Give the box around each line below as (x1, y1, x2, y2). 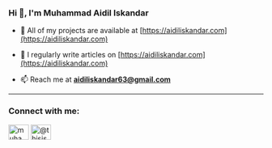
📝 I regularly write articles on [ (19, 50, 121, 60)
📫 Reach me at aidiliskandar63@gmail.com (19, 74, 172, 84)
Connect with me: (8, 105, 80, 116)
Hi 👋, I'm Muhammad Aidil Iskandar (8, 7, 149, 19)
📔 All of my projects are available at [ (19, 26, 143, 36)
